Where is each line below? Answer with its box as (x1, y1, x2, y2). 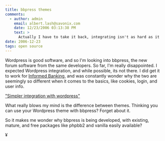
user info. (5, 83, 25, 89)
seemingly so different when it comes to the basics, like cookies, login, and (5, 78, 158, 84)
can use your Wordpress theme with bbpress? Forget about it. (5, 108, 131, 113)
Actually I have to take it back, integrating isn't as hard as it (18, 35, 160, 40)
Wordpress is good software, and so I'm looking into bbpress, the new (5, 57, 148, 63)
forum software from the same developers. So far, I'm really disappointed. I (5, 62, 158, 68)
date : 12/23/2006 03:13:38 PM (14, 26, 76, 30)
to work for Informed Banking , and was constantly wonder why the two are (5, 73, 157, 79)
